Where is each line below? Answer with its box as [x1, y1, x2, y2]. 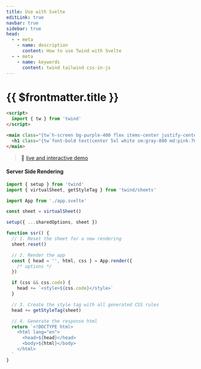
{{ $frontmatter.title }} [6, 91, 119, 104]
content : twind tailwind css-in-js [22, 64, 111, 71]
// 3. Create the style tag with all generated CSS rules [11, 301, 160, 308]
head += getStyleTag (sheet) [11, 307, 82, 313]
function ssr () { [6, 230, 50, 236]
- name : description [17, 43, 68, 49]
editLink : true [6, 14, 44, 20]
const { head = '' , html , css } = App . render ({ [11, 257, 133, 264]
